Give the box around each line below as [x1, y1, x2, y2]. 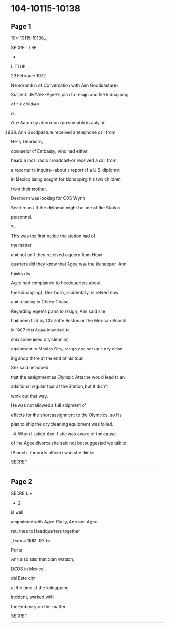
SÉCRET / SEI [11, 45, 38, 50]
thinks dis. [11, 271, 32, 276]
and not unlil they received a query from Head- [11, 252, 105, 258]
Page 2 [11, 477, 33, 486]
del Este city [11, 575, 36, 581]
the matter [11, 243, 32, 248]
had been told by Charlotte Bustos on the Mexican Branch [11, 318, 127, 323]
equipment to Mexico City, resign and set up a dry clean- [11, 346, 125, 351]
